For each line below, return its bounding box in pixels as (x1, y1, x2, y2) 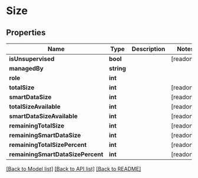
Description (131, 45, 166, 53)
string (108, 65, 127, 72)
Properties (6, 28, 46, 38)
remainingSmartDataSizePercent (9, 150, 104, 158)
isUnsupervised (9, 55, 55, 63)
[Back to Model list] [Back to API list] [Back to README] (6, 166, 141, 172)
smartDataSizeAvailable (9, 112, 78, 120)
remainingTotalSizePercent (9, 141, 87, 149)
